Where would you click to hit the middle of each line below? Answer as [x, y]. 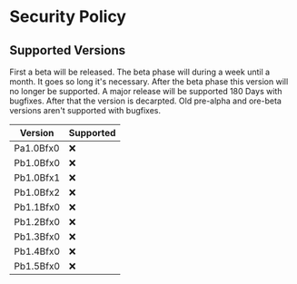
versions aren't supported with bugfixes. [85, 110]
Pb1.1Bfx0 [37, 207]
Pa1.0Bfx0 [37, 148]
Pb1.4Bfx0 [37, 251]
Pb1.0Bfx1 [37, 177]
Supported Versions [67, 50]
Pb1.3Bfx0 [37, 236]
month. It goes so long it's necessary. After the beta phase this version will [149, 82]
